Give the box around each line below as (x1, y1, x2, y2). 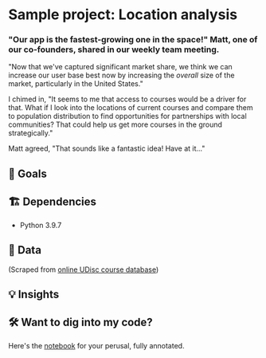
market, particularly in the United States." (8, 79, 143, 89)
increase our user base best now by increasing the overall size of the (8, 70, 235, 81)
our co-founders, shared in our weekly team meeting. (8, 44, 220, 55)
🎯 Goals (8, 167, 48, 180)
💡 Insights (8, 287, 60, 301)
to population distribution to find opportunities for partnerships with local (8, 112, 247, 121)
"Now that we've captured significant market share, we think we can (8, 62, 233, 72)
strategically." (8, 128, 53, 138)
